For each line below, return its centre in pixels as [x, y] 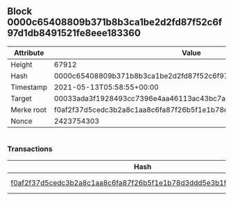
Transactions [30, 149]
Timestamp [29, 87]
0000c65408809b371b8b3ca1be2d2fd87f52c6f [115, 23]
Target [21, 98]
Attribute [29, 53]
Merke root [29, 109]
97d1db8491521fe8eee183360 [74, 33]
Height [21, 64]
